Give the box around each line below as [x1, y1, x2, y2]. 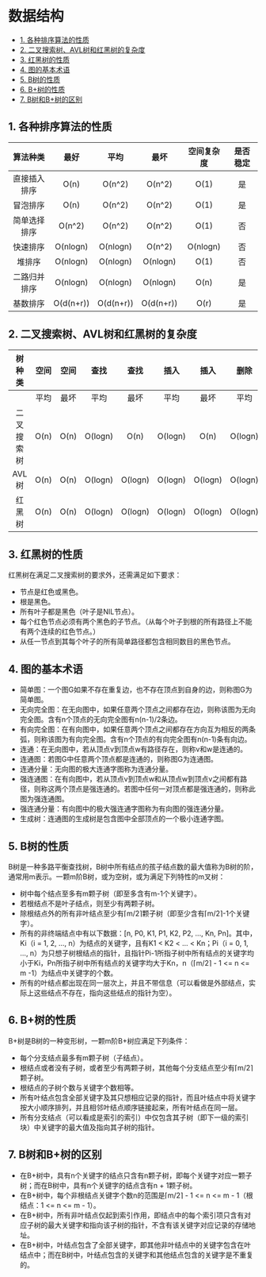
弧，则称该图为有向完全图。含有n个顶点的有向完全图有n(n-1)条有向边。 [19, 735, 252, 744]
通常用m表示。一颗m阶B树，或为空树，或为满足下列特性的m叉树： [8, 872, 226, 882]
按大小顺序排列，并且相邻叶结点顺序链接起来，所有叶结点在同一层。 [19, 1102, 242, 1112]
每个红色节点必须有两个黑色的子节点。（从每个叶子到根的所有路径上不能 [19, 617, 253, 627]
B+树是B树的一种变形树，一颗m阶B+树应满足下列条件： [8, 1036, 190, 1045]
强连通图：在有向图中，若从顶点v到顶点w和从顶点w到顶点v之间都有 [19, 774, 241, 784]
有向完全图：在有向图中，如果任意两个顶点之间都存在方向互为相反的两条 [19, 724, 256, 735]
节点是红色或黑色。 [19, 587, 83, 596]
